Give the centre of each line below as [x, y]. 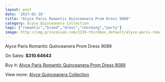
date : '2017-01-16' [25, 14]
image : [12, 32]
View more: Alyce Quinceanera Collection [47, 74]
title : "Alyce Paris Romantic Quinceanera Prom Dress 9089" [68, 19]
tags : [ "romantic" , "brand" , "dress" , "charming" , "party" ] [63, 28]
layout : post [18, 10]
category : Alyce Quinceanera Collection [47, 23]
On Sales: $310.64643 [28, 56]
